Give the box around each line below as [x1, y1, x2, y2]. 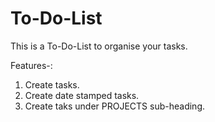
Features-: [10, 59, 53, 71]
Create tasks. [24, 78, 80, 91]
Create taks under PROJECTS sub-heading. [24, 100, 205, 112]
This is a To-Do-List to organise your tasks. [10, 40, 188, 52]
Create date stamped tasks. [24, 89, 140, 101]
